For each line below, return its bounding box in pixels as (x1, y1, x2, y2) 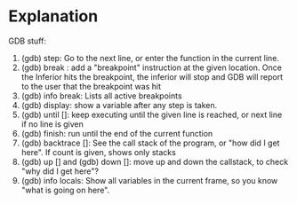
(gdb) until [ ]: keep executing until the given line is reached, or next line (20, 109, 283, 120)
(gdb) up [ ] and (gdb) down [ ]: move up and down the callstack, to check (20, 156, 289, 167)
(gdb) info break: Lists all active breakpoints (20, 90, 183, 101)
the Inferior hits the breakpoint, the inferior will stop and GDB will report (20, 71, 284, 82)
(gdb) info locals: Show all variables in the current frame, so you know (20, 175, 278, 185)
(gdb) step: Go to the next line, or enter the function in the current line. (20, 52, 279, 63)
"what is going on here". (20, 184, 110, 195)
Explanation (8, 6, 99, 27)
